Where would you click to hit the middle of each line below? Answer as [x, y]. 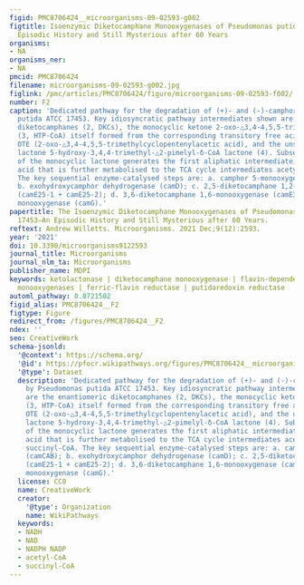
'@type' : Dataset [50, 372]
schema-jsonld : [38, 346]
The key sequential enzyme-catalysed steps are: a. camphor [133, 178]
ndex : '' [26, 330]
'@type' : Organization [68, 507]
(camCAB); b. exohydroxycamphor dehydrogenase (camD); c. [137, 456]
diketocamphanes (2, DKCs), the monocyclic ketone [115, 128]
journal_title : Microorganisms [68, 254]
